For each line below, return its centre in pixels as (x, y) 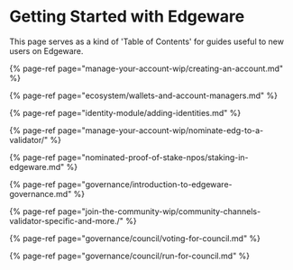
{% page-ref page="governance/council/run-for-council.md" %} (130, 256)
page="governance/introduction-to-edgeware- (145, 184)
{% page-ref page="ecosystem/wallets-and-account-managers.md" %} (143, 95)
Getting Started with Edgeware (127, 17)
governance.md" (41, 193)
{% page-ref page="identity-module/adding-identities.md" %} (125, 112)
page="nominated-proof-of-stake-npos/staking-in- (153, 157)
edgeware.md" (37, 166)
